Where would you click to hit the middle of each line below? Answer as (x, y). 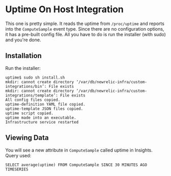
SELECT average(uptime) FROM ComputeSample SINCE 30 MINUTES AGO (76, 165)
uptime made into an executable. (41, 118)
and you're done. (23, 40)
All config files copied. (33, 100)
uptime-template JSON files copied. (44, 109)
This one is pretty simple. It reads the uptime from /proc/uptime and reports (85, 23)
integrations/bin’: (26, 86)
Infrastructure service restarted (42, 122)
